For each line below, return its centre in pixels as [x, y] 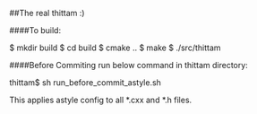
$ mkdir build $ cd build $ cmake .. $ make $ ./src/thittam [115, 48]
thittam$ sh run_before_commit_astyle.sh [85, 83]
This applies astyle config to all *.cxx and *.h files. [101, 100]
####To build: [35, 30]
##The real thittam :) [47, 13]
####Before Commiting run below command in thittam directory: [128, 65]
